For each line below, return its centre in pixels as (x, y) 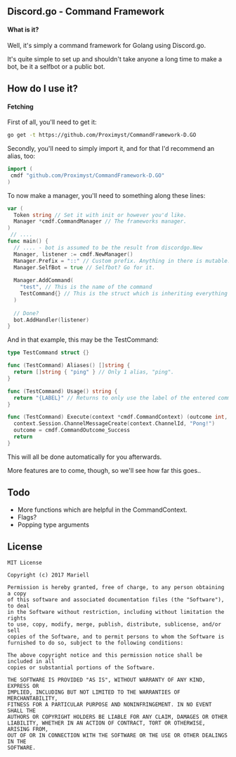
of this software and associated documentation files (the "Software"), (116, 600)
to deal (19, 606)
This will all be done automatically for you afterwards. (85, 457)
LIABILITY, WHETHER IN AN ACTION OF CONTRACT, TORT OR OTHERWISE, (106, 723)
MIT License (25, 563)
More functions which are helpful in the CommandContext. (102, 510)
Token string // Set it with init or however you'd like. (100, 215)
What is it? (23, 29)
